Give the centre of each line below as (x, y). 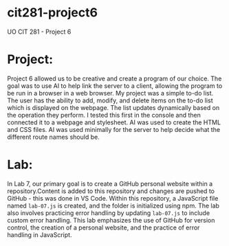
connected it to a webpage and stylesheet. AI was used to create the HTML (114, 122)
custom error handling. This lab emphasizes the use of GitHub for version (111, 220)
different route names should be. (53, 137)
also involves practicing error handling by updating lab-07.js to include (109, 213)
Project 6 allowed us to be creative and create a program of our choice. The (115, 78)
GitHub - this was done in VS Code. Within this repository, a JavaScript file (113, 198)
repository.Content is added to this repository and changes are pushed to (111, 191)
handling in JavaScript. (40, 234)
